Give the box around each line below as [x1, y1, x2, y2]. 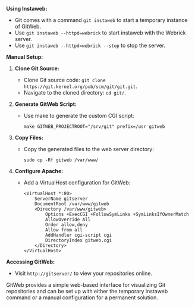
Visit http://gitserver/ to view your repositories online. [14, 270, 153, 277]
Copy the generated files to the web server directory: [23, 146, 155, 152]
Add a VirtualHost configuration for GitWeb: [23, 179, 131, 186]
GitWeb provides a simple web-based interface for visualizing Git [6, 281, 165, 288]
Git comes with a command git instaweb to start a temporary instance [14, 17, 188, 23]
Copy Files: [14, 134, 43, 141]
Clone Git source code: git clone [23, 77, 106, 83]
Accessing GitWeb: [6, 258, 55, 265]
